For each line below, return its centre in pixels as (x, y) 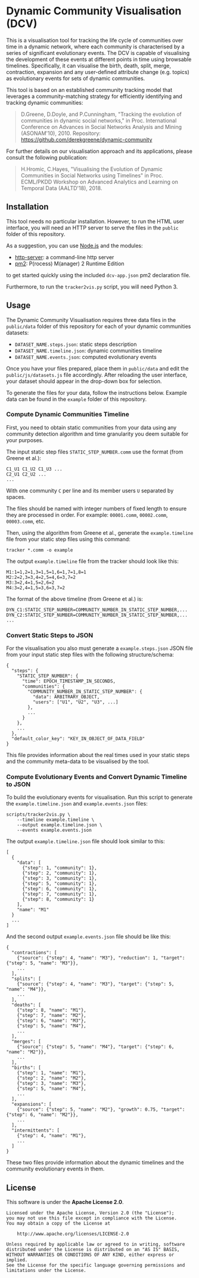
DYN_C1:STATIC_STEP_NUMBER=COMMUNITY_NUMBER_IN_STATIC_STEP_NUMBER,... (97, 610)
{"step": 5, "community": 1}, (59, 884)
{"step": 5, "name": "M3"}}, (42, 963)
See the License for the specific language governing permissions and (96, 1265)
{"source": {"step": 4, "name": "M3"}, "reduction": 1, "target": (101, 958)
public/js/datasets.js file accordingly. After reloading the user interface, (97, 375)
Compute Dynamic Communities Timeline (68, 415)
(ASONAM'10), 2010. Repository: (61, 133)
